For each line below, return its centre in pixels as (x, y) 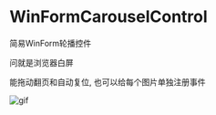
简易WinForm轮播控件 (51, 43)
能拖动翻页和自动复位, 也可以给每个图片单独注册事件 (108, 82)
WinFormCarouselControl (108, 17)
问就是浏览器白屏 (41, 62)
